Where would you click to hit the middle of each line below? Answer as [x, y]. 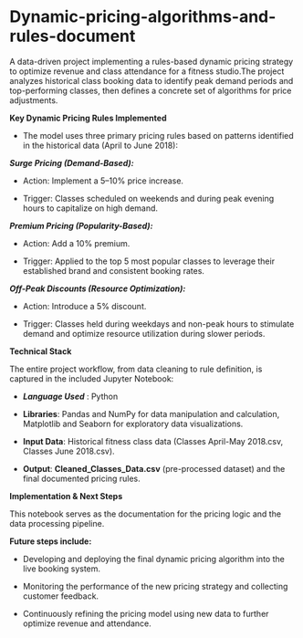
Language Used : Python [70, 396]
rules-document [73, 36]
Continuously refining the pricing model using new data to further [146, 613]
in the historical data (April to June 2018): [100, 145]
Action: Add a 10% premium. [76, 243]
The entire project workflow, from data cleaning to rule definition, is [136, 369]
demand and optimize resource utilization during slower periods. [144, 333]
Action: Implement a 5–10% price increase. [103, 181]
